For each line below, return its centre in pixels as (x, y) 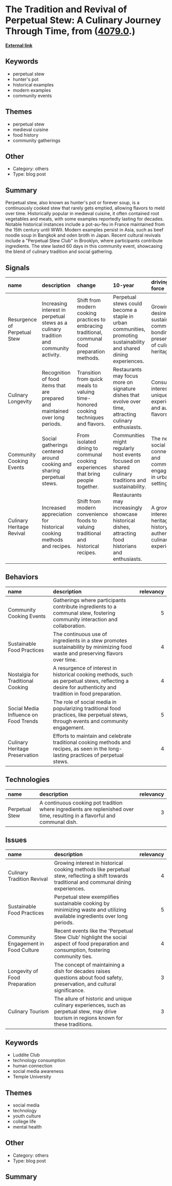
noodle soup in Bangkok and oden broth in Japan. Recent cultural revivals (83, 235)
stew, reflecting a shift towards (91, 876)
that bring (89, 474)
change (86, 285)
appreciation (57, 514)
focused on (127, 461)
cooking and (57, 464)
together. (88, 486)
